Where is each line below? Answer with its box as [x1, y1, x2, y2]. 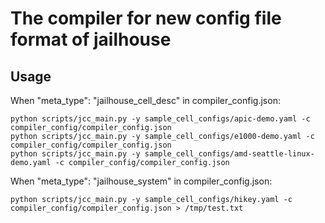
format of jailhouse [10, 28, 172, 51]
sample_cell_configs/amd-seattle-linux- [144, 149, 315, 159]
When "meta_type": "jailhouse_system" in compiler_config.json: [10, 175, 273, 187]
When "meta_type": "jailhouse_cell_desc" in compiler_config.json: [10, 95, 281, 106]
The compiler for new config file [10, 7, 282, 30]
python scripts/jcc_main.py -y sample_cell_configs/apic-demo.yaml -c [10, 114, 311, 124]
